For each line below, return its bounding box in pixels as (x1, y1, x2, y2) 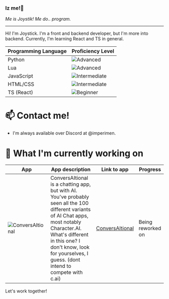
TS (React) (8, 89, 34, 96)
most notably (50, 218, 81, 226)
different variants (50, 206, 91, 213)
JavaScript (8, 72, 34, 80)
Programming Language (8, 48, 67, 55)
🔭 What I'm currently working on (5, 148, 143, 159)
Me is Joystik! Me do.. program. (5, 16, 71, 22)
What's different (50, 231, 89, 238)
